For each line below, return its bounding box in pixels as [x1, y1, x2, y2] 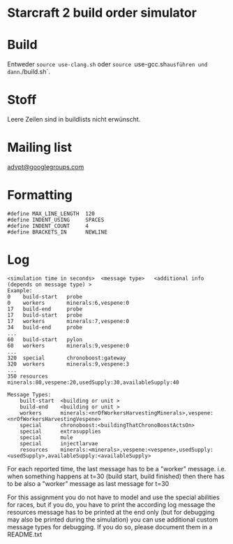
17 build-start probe [7, 311, 82, 319]
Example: [7, 287, 33, 294]
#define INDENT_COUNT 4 [7, 222, 89, 229]
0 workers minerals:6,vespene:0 [7, 299, 130, 306]
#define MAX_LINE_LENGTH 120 [7, 210, 96, 217]
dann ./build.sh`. [7, 68, 51, 76]
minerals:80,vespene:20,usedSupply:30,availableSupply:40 [7, 379, 179, 386]
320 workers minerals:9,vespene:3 [7, 360, 130, 368]
